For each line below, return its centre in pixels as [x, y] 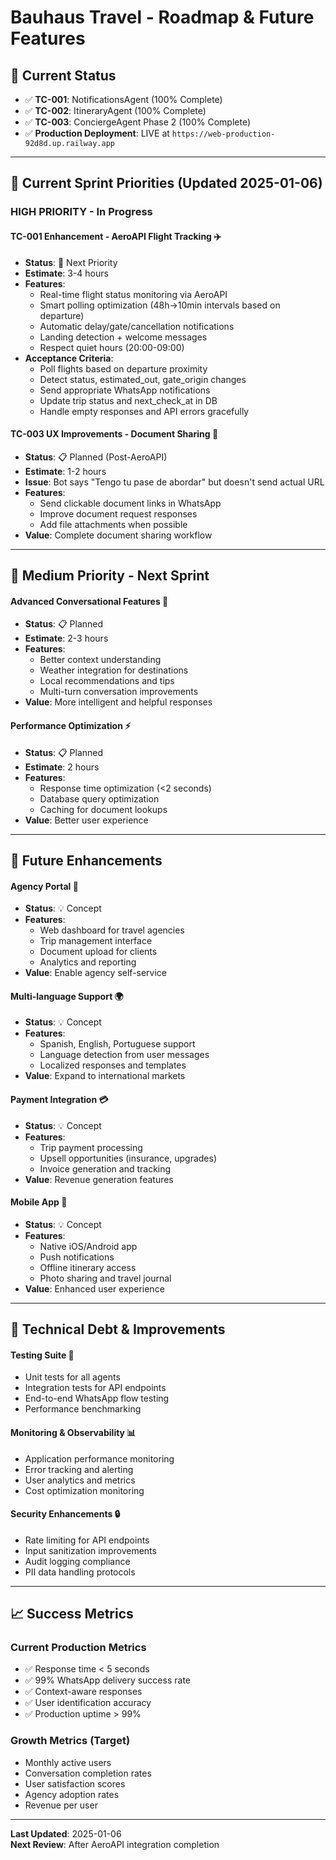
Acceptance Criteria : [69, 358]
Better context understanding [100, 660]
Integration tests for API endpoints [95, 1388]
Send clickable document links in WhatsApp [130, 503]
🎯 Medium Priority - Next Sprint [110, 576]
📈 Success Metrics [72, 1614]
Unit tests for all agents [72, 1377]
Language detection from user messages [124, 1055]
